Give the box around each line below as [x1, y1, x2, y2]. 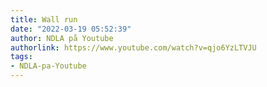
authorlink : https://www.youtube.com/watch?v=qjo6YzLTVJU [10, 42, 257, 53]
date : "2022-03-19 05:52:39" [10, 24, 132, 34]
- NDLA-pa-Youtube [10, 61, 87, 71]
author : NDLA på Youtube [10, 33, 114, 43]
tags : [10, 52, 33, 62]
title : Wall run [10, 14, 78, 25]
